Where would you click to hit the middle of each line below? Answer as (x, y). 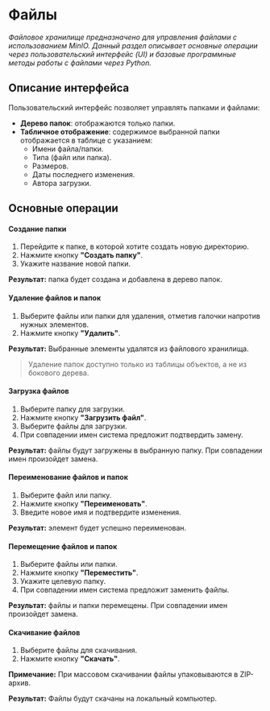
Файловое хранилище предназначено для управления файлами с (123, 37)
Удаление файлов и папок (55, 298)
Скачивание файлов (44, 632)
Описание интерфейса (69, 88)
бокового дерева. (58, 373)
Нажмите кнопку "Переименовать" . (83, 503)
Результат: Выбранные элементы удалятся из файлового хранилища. (129, 349)
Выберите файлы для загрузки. (73, 426)
